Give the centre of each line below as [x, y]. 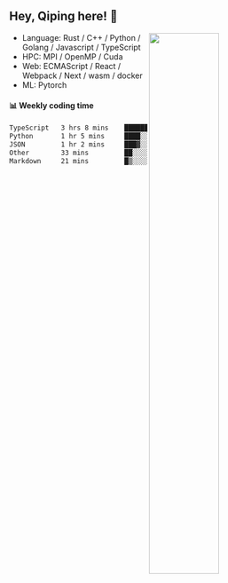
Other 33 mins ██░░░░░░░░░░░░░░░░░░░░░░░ [117, 153]
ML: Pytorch [44, 84]
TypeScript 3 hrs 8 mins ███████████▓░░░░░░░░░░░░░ [117, 128]
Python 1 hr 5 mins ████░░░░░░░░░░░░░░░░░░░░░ [117, 136]
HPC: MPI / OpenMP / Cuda [72, 56]
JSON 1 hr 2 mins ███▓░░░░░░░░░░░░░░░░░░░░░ [117, 144]
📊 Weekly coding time [52, 106]
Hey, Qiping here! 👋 [63, 16]
